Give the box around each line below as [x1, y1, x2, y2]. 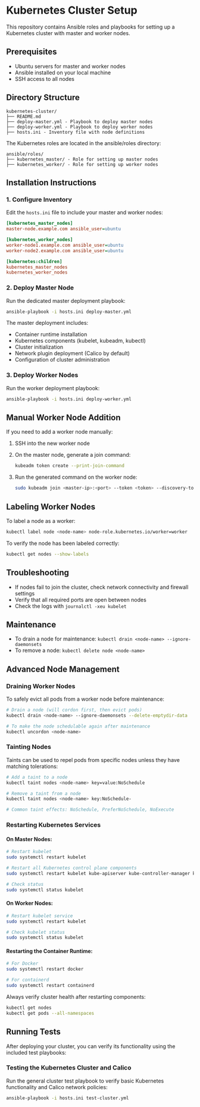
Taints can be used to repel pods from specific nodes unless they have [6, 756, 180, 763]
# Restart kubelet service [6, 912, 73, 919]
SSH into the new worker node [14, 440, 90, 447]
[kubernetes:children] [6, 258, 62, 265]
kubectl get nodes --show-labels [6, 551, 89, 557]
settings [14, 589, 35, 597]
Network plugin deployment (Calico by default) [14, 350, 130, 357]
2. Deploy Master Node [6, 284, 74, 292]
